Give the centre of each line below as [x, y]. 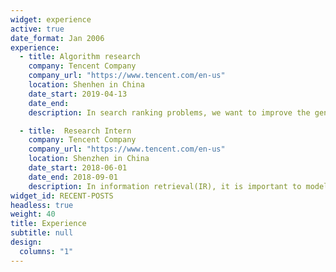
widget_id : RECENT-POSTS [62, 196]
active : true [37, 29]
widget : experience [51, 19]
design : [26, 242]
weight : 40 [33, 214]
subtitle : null [42, 233]
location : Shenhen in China [86, 85]
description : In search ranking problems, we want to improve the [169, 112]
